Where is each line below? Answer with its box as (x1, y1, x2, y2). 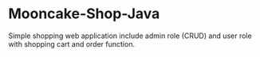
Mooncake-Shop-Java (8, 5, 160, 23)
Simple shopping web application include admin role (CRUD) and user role (8, 31, 253, 40)
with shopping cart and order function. (8, 39, 136, 48)
